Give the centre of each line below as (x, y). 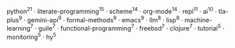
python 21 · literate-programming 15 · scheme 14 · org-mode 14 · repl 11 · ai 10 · (112, 11)
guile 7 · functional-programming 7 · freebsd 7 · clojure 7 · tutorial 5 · (131, 27)
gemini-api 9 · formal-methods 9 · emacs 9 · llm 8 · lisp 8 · (105, 19)
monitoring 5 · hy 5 (32, 36)
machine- (198, 19)
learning (19, 28)
